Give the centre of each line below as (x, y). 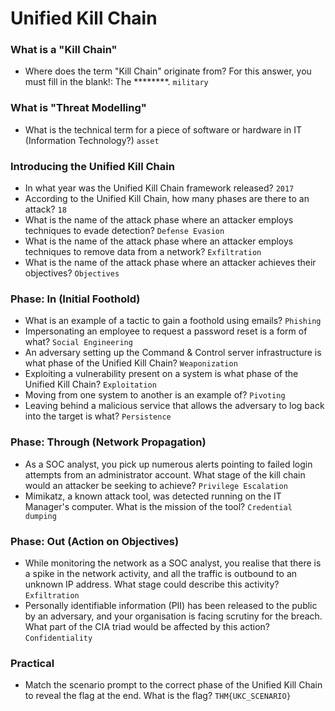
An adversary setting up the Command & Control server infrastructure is (173, 353)
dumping (40, 516)
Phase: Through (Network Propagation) (108, 442)
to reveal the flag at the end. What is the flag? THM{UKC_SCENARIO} (158, 696)
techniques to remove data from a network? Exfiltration (143, 252)
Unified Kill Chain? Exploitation (90, 384)
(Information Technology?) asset (92, 140)
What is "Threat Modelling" (78, 108)
